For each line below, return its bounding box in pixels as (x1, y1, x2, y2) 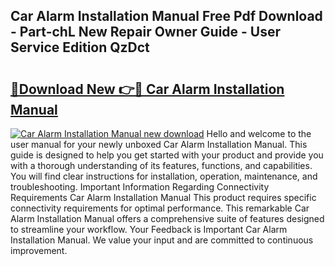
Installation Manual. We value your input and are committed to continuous (10, 234, 314, 246)
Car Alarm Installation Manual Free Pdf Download (10, 8, 323, 25)
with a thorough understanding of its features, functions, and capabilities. (10, 160, 313, 171)
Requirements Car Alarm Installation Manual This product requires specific (10, 192, 317, 203)
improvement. (10, 245, 68, 256)
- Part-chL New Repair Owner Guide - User (10, 24, 282, 41)
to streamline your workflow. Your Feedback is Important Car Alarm (10, 224, 288, 235)
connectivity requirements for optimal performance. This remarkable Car (10, 202, 310, 214)
